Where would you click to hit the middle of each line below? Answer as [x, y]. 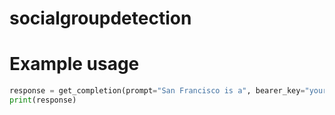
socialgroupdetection [100, 18]
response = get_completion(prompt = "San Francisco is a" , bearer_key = [157, 91]
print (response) [43, 100]
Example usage [74, 64]
